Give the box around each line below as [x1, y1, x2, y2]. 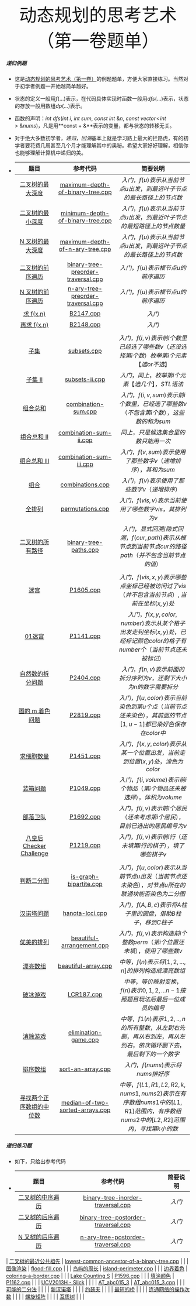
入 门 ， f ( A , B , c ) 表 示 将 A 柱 [118, 901, 187, 909]
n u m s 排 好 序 [136, 1070, 170, 1078]
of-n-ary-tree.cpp [58, 245, 111, 253]
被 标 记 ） [141, 654, 165, 662]
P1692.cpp [69, 812, 101, 820]
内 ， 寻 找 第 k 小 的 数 [128, 1124, 178, 1132]
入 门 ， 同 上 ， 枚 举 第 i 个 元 [120, 371, 186, 379]
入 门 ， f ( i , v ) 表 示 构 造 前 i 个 [118, 929, 187, 937]
